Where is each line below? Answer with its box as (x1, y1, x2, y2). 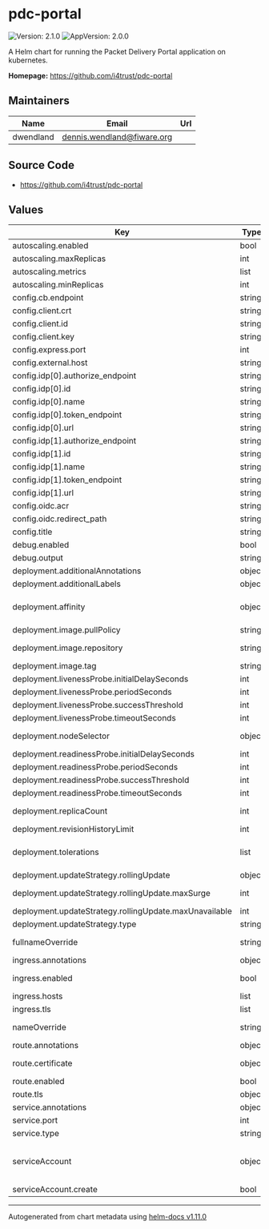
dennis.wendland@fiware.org (62, 131, 173, 143)
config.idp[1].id (12, 448, 71, 460)
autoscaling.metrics (12, 266, 86, 277)
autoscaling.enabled (12, 240, 89, 251)
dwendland (12, 131, 54, 143)
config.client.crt (12, 305, 72, 316)
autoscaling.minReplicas (12, 279, 104, 291)
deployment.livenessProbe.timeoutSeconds (12, 713, 176, 724)
